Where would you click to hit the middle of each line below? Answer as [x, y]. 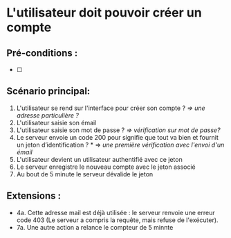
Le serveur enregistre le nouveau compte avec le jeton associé [106, 167]
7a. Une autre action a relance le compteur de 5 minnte [95, 227]
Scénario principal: [48, 91]
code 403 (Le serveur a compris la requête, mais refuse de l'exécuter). [117, 220]
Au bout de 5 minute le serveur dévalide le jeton [85, 174]
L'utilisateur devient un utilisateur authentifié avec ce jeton [99, 159]
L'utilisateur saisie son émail [56, 122]
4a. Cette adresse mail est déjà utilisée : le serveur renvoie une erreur [115, 212]
